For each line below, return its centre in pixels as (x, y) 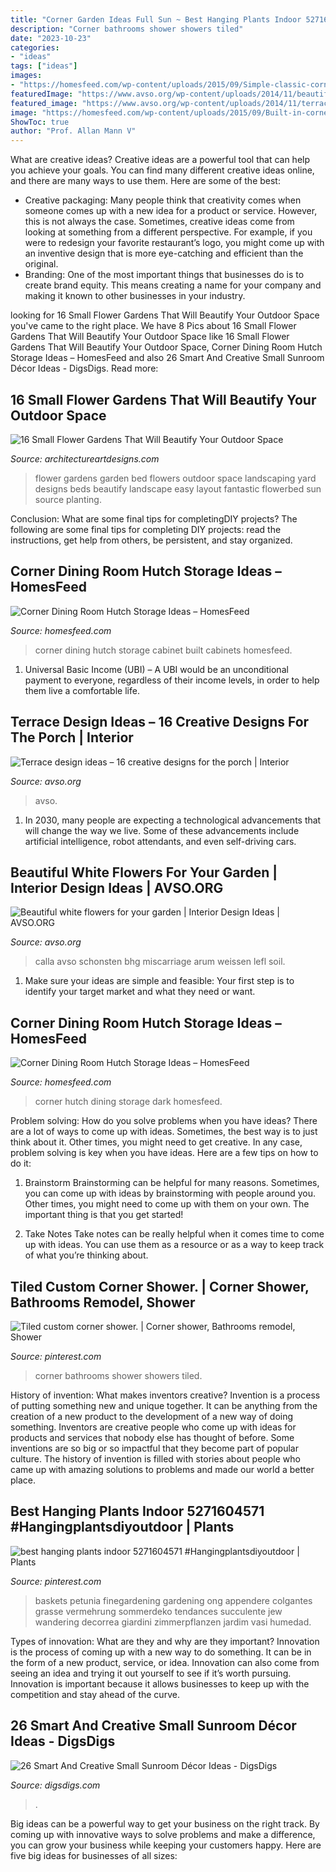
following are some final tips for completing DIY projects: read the (146, 529)
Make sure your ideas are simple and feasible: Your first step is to (159, 981)
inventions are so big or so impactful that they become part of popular (154, 1448)
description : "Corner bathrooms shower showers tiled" (127, 29)
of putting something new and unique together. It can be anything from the (164, 1405)
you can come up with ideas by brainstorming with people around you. (170, 1193)
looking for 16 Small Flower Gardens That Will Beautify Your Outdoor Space (165, 315)
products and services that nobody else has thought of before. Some (152, 1437)
